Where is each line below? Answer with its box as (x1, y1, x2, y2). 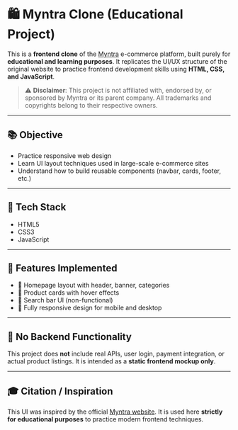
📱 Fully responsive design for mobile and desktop (17, 303, 162, 312)
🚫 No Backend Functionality (7, 331, 132, 343)
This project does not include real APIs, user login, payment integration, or (7, 349, 225, 358)
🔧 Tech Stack (7, 201, 67, 213)
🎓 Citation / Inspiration (7, 385, 113, 397)
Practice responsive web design (17, 151, 112, 160)
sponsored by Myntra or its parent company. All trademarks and (24, 94, 212, 102)
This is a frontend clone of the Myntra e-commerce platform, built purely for (7, 50, 231, 58)
